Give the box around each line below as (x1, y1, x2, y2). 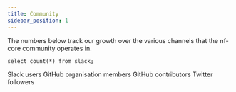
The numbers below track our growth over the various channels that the (7, 36, 219, 45)
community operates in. (22, 44, 92, 52)
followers (7, 77, 35, 86)
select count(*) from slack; (7, 57, 94, 64)
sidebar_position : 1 (7, 17, 69, 24)
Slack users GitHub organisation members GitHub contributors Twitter (7, 70, 213, 79)
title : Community (7, 10, 59, 18)
